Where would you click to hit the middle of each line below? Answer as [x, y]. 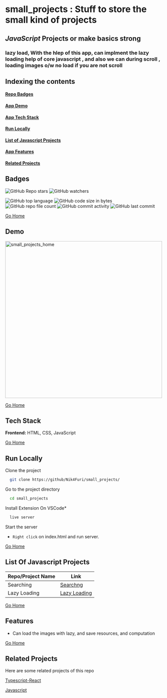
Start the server [21, 527]
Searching [20, 585]
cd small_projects [29, 499]
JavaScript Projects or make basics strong [73, 38]
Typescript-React [23, 680]
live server [22, 517]
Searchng [71, 585]
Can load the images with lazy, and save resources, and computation [84, 633]
